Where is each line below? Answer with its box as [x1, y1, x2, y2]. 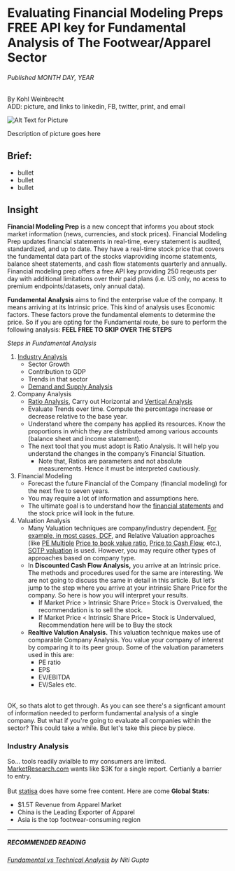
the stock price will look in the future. [27, 509, 135, 518]
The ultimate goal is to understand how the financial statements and [27, 501, 224, 510]
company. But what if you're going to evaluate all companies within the [7, 717, 211, 725]
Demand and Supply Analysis [27, 382, 113, 391]
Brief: [7, 149, 33, 162]
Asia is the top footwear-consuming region [17, 816, 141, 824]
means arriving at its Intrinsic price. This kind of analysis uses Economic [7, 303, 215, 311]
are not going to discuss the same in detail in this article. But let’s [27, 576, 215, 585]
